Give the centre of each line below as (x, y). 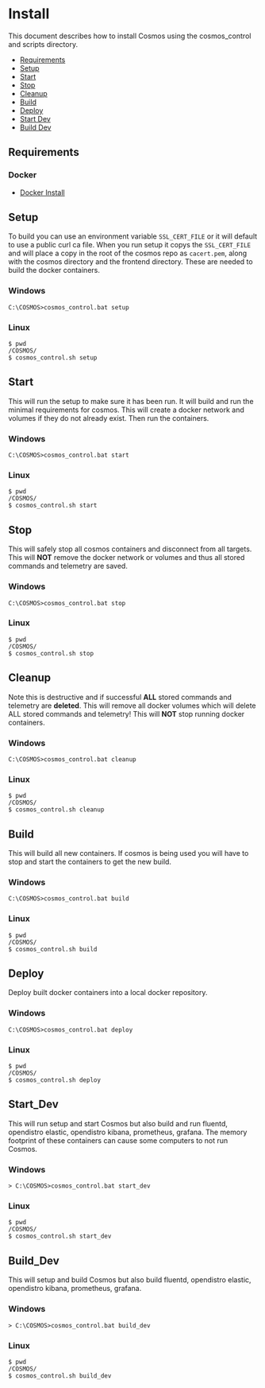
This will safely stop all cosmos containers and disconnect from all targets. (130, 549)
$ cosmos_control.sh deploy (55, 1080)
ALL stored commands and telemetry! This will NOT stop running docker (127, 713)
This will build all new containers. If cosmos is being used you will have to (129, 853)
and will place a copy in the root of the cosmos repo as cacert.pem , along (128, 253)
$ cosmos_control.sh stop (51, 653)
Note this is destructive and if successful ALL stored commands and (120, 697)
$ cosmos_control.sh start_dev (60, 1236)
